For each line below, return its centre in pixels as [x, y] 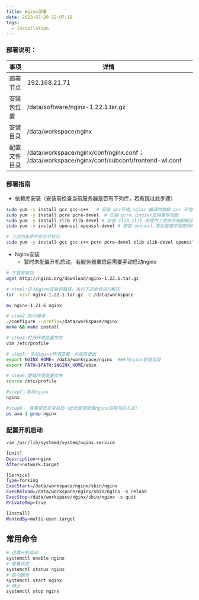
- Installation [30, 28]
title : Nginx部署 [27, 12]
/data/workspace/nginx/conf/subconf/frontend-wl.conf [104, 160]
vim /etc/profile [28, 343]
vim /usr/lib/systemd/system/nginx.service [61, 443]
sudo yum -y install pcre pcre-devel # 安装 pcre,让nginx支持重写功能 [92, 215]
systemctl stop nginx [33, 591]
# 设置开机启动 [22, 553]
